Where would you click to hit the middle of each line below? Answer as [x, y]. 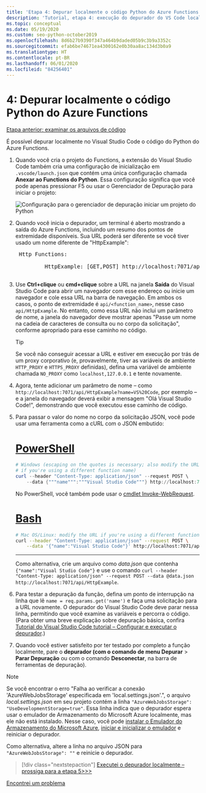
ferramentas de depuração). [51, 665]
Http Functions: [43, 254]
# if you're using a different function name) [76, 471]
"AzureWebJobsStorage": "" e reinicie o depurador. [70, 753]
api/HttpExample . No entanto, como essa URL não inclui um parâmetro [104, 310]
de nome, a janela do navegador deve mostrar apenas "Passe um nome [105, 317]
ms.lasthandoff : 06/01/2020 [42, 63]
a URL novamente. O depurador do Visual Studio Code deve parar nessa [107, 607]
